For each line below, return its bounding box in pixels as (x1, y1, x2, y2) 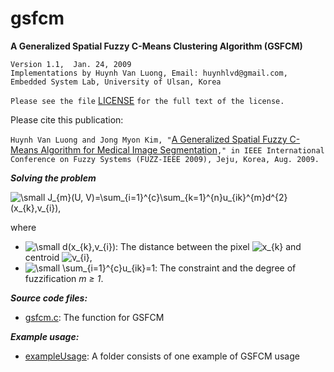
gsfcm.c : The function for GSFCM (24, 311, 165, 323)
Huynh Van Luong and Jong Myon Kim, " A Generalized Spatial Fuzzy (10, 133, 288, 145)
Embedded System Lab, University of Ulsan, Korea (10, 77, 222, 87)
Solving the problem (10, 172, 97, 184)
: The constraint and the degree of (154, 262, 297, 274)
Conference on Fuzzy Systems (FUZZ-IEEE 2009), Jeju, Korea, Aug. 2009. (10, 154, 320, 164)
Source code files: (10, 292, 88, 304)
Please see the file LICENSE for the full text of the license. (10, 94, 285, 106)
